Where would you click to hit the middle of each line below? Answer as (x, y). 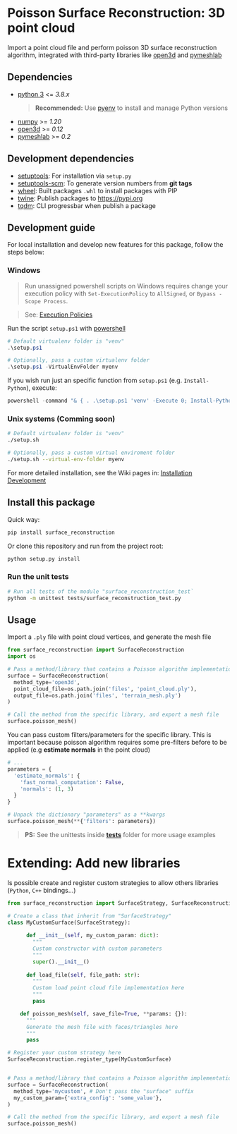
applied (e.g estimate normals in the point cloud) (79, 750)
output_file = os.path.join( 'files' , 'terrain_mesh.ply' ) (97, 695)
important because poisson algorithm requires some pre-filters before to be (117, 743)
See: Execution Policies (59, 315)
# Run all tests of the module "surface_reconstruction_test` (101, 591)
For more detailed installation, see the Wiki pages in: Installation (100, 472)
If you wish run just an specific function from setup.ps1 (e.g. (95, 380)
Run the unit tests (38, 577)
